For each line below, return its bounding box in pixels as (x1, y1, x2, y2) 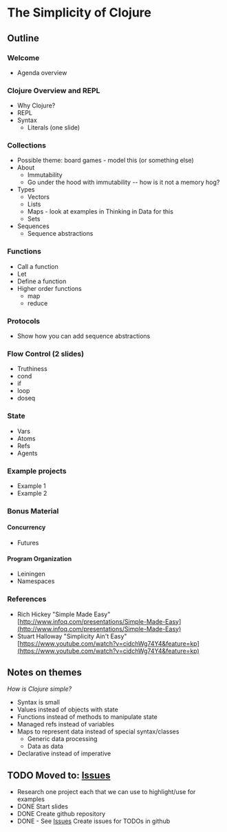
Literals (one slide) (27, 123, 80, 132)
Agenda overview (17, 68, 67, 77)
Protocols (7, 316, 41, 325)
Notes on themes (7, 667, 83, 678)
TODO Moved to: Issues (7, 769, 111, 781)
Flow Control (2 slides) (7, 349, 85, 358)
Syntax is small (17, 698, 61, 707)
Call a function (17, 262, 58, 270)
